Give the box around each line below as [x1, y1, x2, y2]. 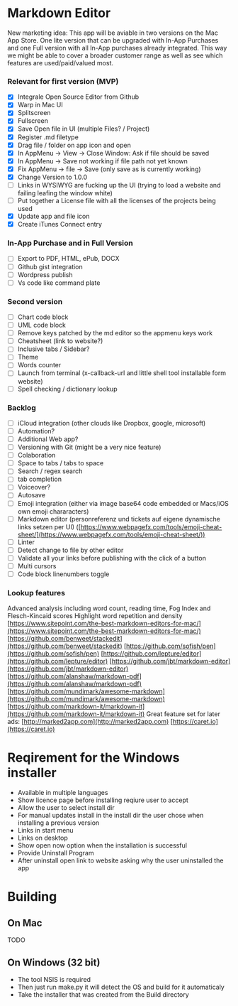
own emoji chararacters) [17, 507, 89, 516]
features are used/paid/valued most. [7, 58, 114, 67]
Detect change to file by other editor [17, 546, 124, 554]
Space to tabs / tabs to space [17, 459, 104, 467]
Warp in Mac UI [17, 101, 63, 109]
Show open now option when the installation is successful [17, 841, 188, 850]
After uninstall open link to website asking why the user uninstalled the [17, 856, 224, 865]
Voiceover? [17, 483, 51, 492]
